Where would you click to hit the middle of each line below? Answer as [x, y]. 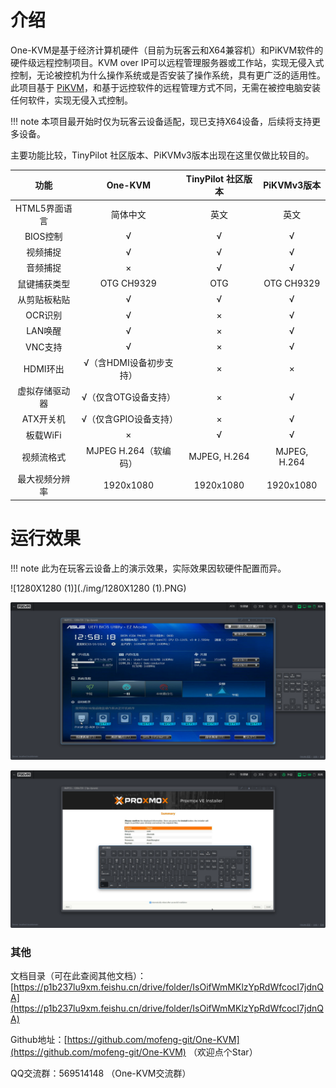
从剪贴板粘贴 [44, 299]
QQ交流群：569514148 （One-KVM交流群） [101, 1073]
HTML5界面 [39, 208]
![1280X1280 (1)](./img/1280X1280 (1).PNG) [98, 588]
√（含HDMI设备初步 [124, 362]
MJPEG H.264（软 [124, 450]
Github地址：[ [39, 1039]
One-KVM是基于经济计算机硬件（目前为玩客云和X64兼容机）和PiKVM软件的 [167, 50]
